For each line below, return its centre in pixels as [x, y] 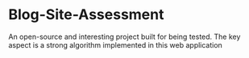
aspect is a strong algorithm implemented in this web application [116, 44]
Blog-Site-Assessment [86, 15]
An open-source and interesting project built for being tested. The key [124, 37]
